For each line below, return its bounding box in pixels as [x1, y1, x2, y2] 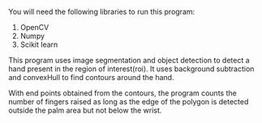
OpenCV [19, 23, 49, 32]
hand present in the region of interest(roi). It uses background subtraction [8, 64, 255, 74]
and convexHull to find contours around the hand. [8, 73, 174, 82]
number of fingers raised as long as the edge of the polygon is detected [8, 97, 249, 106]
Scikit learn [19, 40, 58, 49]
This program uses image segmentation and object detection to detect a [8, 56, 250, 65]
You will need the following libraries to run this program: [8, 7, 195, 16]
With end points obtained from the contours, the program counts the [8, 88, 237, 98]
